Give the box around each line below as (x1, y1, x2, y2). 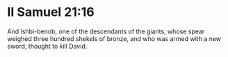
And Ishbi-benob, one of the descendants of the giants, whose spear (7, 27, 205, 35)
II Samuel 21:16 (7, 4, 95, 20)
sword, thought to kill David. (7, 42, 88, 50)
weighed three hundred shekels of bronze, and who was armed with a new (7, 34, 221, 42)
